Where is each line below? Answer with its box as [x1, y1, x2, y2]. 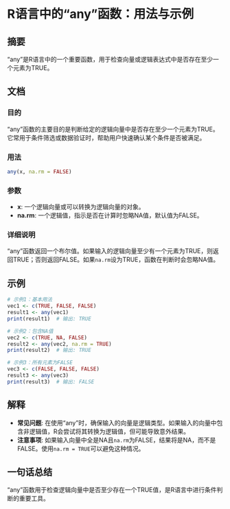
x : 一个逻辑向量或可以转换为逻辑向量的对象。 [16, 203, 145, 211]
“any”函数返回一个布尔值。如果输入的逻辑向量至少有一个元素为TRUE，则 [7, 247, 214, 255]
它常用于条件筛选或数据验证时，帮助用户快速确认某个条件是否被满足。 [7, 133, 206, 141]
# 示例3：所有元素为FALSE [7, 359, 73, 366]
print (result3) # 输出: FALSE [7, 378, 95, 385]
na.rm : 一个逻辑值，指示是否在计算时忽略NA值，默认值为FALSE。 [16, 211, 204, 220]
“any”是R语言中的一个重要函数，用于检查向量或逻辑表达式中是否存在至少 [7, 56, 214, 63]
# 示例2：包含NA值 [7, 327, 54, 335]
